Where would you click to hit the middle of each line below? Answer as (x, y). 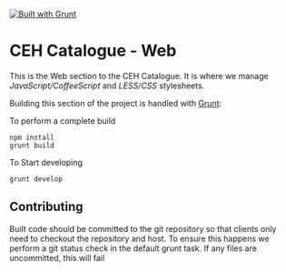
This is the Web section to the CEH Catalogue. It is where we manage (139, 76)
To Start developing (46, 162)
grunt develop (36, 179)
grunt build (32, 146)
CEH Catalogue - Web (93, 51)
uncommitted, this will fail (57, 257)
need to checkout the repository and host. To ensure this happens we (139, 238)
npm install (32, 137)
